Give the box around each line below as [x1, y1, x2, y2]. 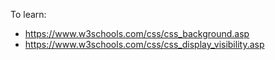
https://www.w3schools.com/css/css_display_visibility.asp [24, 39, 265, 50]
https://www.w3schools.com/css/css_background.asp [24, 28, 250, 39]
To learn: [10, 9, 47, 20]
